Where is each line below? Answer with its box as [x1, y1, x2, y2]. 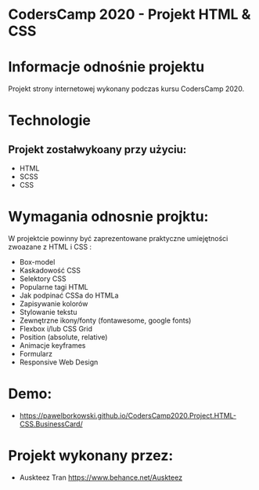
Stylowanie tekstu [19, 308, 77, 317]
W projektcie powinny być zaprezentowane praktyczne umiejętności [8, 234, 228, 243]
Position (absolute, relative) [19, 332, 108, 342]
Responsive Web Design [19, 357, 99, 367]
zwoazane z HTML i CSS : [8, 242, 92, 252]
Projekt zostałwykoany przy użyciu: [8, 143, 187, 156]
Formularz [19, 349, 53, 359]
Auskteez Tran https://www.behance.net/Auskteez [19, 473, 182, 482]
